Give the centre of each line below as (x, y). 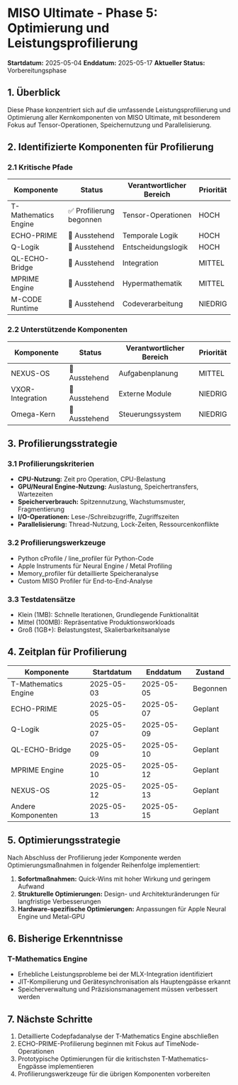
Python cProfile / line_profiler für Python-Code (86, 558)
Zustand (210, 672)
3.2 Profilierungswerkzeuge (57, 542)
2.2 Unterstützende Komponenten (67, 330)
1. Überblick (34, 93)
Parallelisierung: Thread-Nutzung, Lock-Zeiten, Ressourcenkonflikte (118, 524)
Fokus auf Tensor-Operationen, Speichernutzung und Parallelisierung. (109, 125)
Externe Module (145, 394)
